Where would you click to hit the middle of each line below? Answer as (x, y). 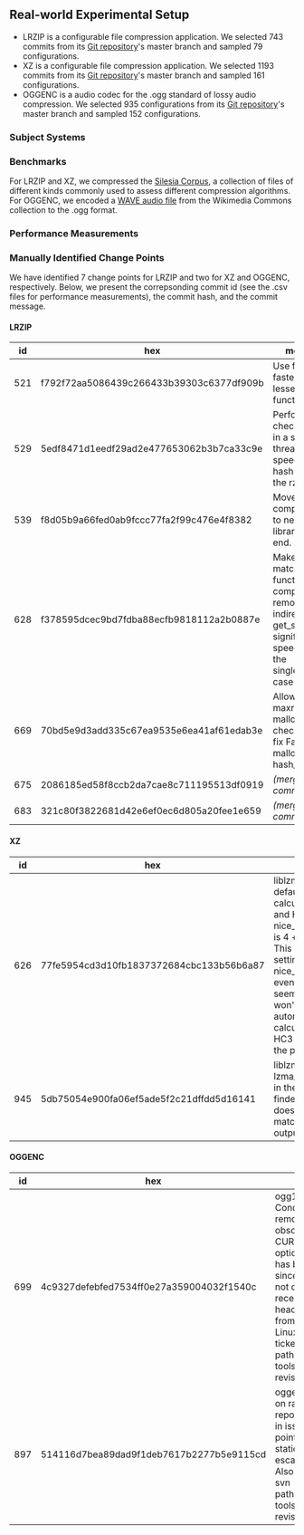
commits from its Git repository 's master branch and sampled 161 (143, 75)
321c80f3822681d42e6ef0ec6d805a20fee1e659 (151, 811)
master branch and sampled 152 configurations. (111, 113)
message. (28, 306)
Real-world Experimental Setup (100, 15)
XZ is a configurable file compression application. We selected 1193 (148, 65)
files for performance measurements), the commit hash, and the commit (144, 297)
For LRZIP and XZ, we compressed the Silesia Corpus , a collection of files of (152, 181)
